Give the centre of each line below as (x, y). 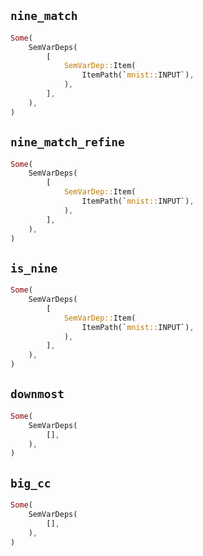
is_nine (34, 268)
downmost (37, 394)
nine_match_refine (67, 142)
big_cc (31, 483)
